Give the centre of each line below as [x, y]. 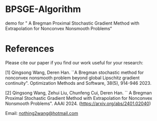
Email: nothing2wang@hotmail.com [42, 113]
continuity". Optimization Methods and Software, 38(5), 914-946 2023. [78, 83]
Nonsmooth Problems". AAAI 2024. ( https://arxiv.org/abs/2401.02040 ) [78, 103]
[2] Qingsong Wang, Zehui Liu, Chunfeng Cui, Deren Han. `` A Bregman [78, 93]
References [30, 49]
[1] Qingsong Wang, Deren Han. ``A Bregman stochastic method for [74, 72]
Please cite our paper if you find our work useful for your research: [74, 63]
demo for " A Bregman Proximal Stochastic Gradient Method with [72, 23]
